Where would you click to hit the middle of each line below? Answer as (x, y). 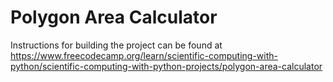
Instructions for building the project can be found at (116, 45)
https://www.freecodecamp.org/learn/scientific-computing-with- (144, 55)
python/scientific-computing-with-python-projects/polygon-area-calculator (166, 66)
